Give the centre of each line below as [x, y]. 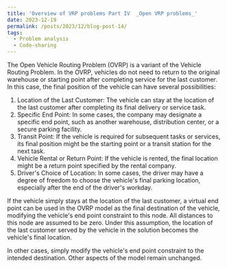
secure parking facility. [49, 129]
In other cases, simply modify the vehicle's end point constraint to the [106, 250]
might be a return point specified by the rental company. [96, 166]
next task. [31, 151]
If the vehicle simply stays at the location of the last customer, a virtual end [113, 201]
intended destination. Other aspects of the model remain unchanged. [105, 258]
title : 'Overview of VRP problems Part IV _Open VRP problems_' [102, 13]
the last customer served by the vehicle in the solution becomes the [103, 230]
